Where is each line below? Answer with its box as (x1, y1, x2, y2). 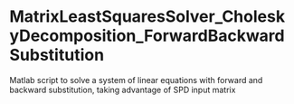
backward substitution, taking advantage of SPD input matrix (9, 84, 236, 95)
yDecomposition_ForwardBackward (9, 25, 285, 46)
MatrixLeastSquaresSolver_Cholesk (9, 6, 286, 27)
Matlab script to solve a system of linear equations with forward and (9, 74, 263, 85)
